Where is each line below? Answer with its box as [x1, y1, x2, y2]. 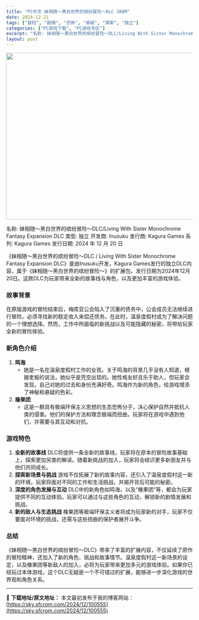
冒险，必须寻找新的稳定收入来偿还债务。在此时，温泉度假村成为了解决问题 [11, 313, 193, 320]
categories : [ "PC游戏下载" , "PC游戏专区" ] [6, 25, 105, 31]
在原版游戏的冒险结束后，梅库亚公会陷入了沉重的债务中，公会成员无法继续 [6, 306, 188, 313]
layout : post [6, 36, 38, 42]
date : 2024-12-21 [6, 14, 49, 20]
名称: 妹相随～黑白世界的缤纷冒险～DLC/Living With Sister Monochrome [6, 225, 181, 232]
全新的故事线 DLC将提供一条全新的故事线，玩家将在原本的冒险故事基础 [14, 449, 188, 456]
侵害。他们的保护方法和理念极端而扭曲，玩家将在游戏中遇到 [34, 410, 179, 418]
